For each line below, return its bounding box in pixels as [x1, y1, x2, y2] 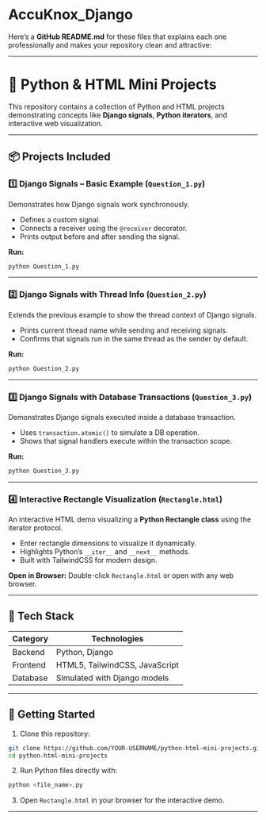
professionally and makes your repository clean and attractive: [8, 40, 212, 49]
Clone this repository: [19, 729, 90, 738]
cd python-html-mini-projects [8, 752, 108, 760]
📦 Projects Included [8, 150, 111, 164]
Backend [12, 646, 45, 657]
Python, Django [55, 646, 113, 657]
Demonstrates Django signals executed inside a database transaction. [8, 412, 236, 422]
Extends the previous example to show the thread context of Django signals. [8, 310, 257, 319]
